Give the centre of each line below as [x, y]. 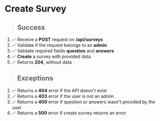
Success [31, 27]
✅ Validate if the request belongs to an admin [59, 45]
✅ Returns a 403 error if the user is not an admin [63, 96]
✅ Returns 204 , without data [42, 62]
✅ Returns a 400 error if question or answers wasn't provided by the [84, 102]
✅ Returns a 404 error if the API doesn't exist [59, 90]
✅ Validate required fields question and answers [63, 51]
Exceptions [35, 78]
